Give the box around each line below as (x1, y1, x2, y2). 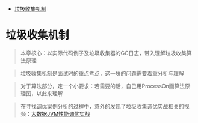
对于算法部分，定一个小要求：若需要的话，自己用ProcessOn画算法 (20, 82, 185, 89)
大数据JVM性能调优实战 (31, 110, 91, 117)
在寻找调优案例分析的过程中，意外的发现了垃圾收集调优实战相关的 (20, 103, 184, 110)
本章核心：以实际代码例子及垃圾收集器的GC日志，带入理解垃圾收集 (20, 49, 187, 56)
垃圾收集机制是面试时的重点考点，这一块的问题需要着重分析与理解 (20, 70, 184, 77)
